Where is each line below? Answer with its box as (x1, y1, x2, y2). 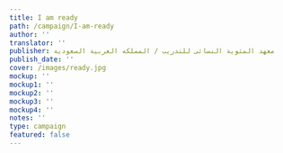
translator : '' (9, 38, 66, 48)
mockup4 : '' (9, 105, 54, 114)
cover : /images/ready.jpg (9, 64, 106, 73)
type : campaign (9, 122, 66, 131)
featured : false (9, 130, 70, 139)
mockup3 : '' (9, 96, 54, 106)
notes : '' (9, 113, 47, 122)
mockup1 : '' (9, 80, 54, 89)
